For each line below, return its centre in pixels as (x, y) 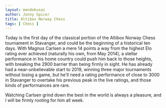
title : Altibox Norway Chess (35, 19)
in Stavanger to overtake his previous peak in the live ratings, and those (78, 80)
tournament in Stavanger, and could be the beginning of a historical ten (78, 43)
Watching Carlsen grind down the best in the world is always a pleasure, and (83, 95)
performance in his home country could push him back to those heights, (79, 59)
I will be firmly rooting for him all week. (45, 101)
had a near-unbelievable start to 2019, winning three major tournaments (78, 70)
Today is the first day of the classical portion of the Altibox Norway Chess (80, 38)
